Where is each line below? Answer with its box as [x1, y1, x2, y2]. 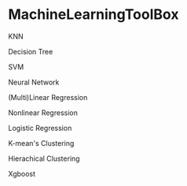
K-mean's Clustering [8, 138, 75, 147]
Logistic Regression [8, 123, 72, 132]
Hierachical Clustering [8, 154, 80, 163]
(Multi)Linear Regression [8, 92, 88, 102]
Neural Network [8, 77, 60, 87]
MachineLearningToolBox [8, 6, 179, 24]
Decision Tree [8, 46, 53, 56]
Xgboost [8, 169, 36, 178]
